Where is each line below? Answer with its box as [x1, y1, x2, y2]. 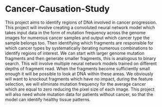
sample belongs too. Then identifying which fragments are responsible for [5, 40, 154, 46]
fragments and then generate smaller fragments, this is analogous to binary [5, 55, 157, 61]
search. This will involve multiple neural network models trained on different [5, 61, 157, 66]
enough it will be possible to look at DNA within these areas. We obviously [5, 71, 154, 76]
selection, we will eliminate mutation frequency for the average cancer [5, 81, 146, 87]
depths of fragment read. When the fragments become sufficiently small [5, 65, 150, 71]
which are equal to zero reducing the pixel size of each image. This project [5, 86, 155, 92]
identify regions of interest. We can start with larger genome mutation [5, 50, 145, 56]
